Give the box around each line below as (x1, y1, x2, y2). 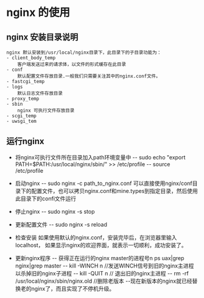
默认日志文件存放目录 (17, 90, 63, 96)
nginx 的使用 (6, 5, 71, 20)
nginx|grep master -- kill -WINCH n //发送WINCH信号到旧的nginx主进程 (15, 262, 194, 269)
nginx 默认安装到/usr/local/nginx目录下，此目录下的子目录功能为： (6, 49, 162, 56)
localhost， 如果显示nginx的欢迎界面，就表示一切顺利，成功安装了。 (15, 241, 187, 249)
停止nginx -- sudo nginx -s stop (15, 208, 95, 215)
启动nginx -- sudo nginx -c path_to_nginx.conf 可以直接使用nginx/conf (15, 180, 193, 187)
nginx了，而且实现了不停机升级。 (31, 285, 114, 292)
